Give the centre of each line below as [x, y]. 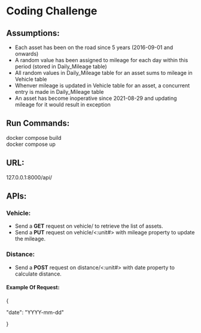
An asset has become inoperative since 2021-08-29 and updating [96, 98]
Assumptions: [33, 33]
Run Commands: [38, 123]
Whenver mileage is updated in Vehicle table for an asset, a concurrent [102, 85]
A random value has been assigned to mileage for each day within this [101, 60]
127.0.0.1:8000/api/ [29, 177]
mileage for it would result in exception [63, 105]
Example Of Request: [33, 288]
